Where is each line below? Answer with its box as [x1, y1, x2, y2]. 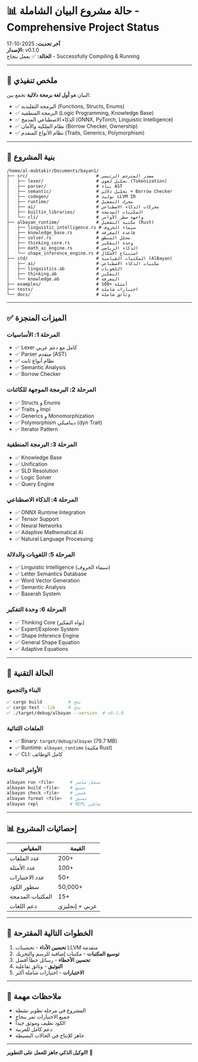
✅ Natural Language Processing [15, 535, 93, 542]
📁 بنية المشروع [6, 152, 55, 162]
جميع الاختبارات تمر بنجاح [15, 1013, 70, 1020]
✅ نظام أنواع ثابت [15, 357, 55, 365]
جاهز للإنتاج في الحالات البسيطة [15, 1032, 85, 1039]
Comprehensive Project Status [6, 21, 159, 34]
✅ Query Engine [15, 480, 55, 487]
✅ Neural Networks [15, 522, 62, 530]
